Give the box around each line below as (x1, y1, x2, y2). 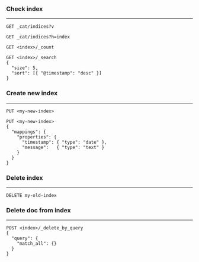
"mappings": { (11, 129, 46, 135)
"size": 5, (11, 65, 38, 71)
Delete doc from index (6, 206, 71, 214)
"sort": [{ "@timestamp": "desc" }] (11, 70, 102, 76)
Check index (6, 5, 43, 13)
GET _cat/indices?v (6, 24, 54, 30)
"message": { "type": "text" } (21, 144, 105, 150)
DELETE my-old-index (6, 192, 57, 198)
